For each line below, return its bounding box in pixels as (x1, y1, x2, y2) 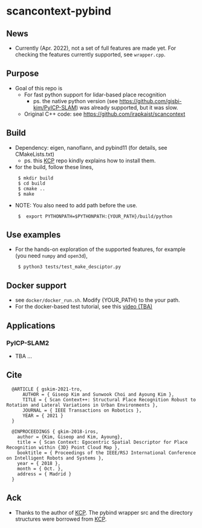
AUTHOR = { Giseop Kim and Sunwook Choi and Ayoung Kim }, (22, 391, 174, 398)
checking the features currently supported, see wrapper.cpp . (15, 51, 166, 58)
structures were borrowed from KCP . (15, 515, 107, 523)
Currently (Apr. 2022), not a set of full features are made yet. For (15, 44, 177, 52)
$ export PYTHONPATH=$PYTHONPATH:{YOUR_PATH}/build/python (18, 213, 173, 219)
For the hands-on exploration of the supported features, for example (15, 246, 186, 253)
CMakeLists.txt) (15, 150, 54, 158)
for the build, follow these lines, (15, 163, 94, 170)
